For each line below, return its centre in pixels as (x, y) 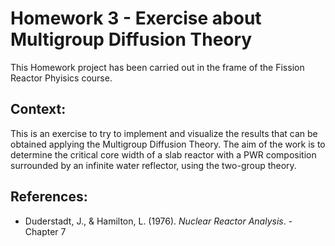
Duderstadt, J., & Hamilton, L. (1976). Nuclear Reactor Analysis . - (158, 221)
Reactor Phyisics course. (61, 78)
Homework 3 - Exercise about (136, 18)
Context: (38, 109)
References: (49, 197)
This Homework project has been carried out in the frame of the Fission (157, 67)
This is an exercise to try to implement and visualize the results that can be (164, 133)
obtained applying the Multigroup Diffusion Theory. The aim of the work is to (168, 144)
